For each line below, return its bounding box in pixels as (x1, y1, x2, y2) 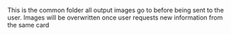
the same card (7, 21, 50, 29)
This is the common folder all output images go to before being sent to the (7, 6, 225, 14)
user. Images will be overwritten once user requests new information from (7, 13, 223, 22)
